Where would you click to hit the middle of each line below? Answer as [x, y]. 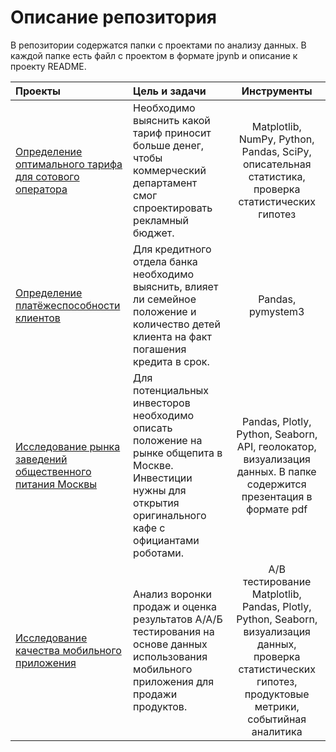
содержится [276, 484]
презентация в [277, 496]
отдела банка [165, 261]
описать [153, 428]
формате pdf [277, 509]
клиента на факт [172, 336]
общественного [53, 471]
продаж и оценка [175, 606]
